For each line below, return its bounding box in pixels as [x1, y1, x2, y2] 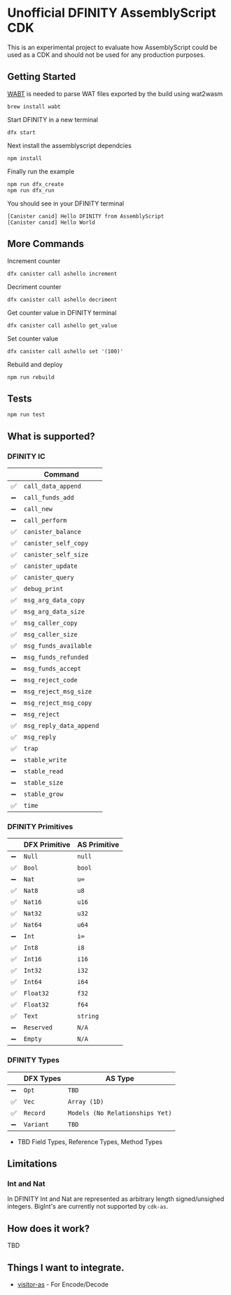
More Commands [7, 238, 84, 250]
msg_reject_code [23, 676, 78, 684]
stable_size [23, 779, 64, 787]
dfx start [7, 128, 36, 136]
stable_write [23, 756, 67, 764]
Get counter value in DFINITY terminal [7, 308, 117, 317]
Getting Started [7, 71, 76, 83]
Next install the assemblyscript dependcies [7, 141, 132, 150]
